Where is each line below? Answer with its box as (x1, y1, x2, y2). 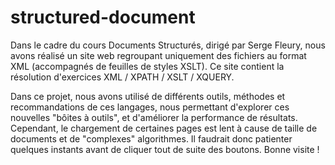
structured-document (10, 6, 196, 29)
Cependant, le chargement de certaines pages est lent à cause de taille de (10, 122, 318, 134)
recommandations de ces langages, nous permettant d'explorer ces (10, 101, 290, 113)
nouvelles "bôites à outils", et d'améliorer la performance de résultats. (10, 111, 298, 123)
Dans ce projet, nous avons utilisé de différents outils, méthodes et (10, 90, 286, 102)
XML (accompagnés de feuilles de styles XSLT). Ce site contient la (10, 60, 285, 72)
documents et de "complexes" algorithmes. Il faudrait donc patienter (10, 132, 293, 145)
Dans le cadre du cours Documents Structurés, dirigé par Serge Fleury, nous (10, 39, 326, 51)
